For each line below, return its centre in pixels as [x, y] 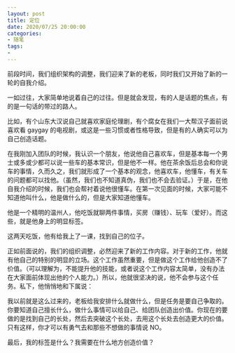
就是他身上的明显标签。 [53, 221]
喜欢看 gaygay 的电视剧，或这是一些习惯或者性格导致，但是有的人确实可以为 [117, 130]
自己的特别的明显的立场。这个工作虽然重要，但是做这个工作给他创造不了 [123, 260]
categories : [24, 33]
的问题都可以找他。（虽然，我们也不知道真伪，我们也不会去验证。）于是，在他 [117, 180]
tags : [15, 46]
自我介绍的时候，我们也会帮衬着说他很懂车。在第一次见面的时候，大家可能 [114, 188]
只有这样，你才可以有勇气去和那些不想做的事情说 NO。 [86, 327]
